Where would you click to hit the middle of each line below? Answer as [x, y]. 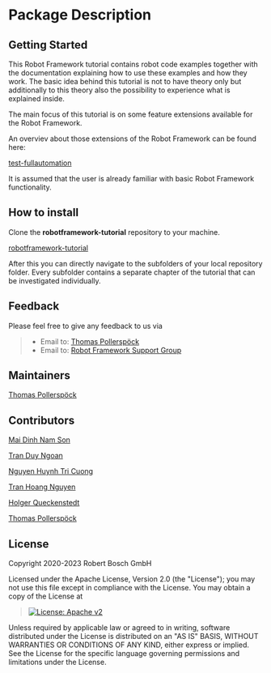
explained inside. [36, 98]
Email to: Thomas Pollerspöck [90, 341]
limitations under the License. [57, 662]
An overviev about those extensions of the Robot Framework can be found [133, 138]
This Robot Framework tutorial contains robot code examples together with [133, 64]
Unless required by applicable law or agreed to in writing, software [119, 628]
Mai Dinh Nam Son [40, 440]
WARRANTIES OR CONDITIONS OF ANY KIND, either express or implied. [129, 645]
